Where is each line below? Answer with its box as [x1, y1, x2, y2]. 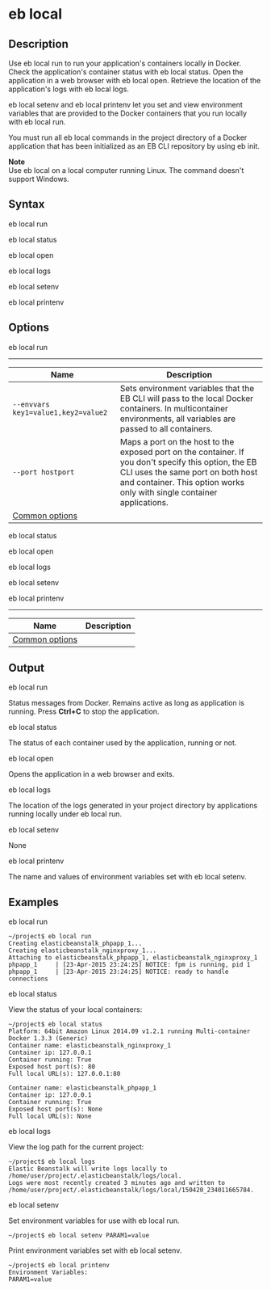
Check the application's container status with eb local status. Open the [8, 67, 244, 77]
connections [8, 975, 48, 983]
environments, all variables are [119, 413, 236, 424]
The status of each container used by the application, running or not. [8, 738, 237, 748]
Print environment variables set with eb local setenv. [8, 1246, 182, 1255]
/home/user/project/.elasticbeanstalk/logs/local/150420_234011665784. [8, 1186, 254, 1195]
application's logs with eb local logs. [8, 84, 129, 94]
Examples [8, 895, 59, 909]
